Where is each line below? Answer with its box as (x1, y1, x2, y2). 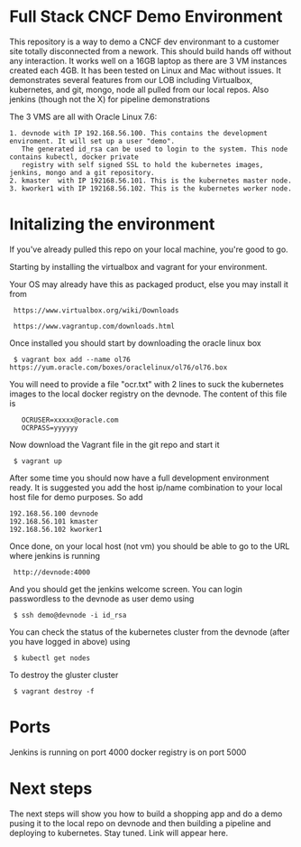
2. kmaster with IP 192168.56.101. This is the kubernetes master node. (9, 176, 293, 185)
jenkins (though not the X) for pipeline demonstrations (9, 93, 210, 105)
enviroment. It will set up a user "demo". (9, 136, 176, 145)
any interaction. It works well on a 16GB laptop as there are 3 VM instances (9, 55, 287, 66)
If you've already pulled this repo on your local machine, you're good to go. (9, 244, 288, 255)
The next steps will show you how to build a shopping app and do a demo (9, 808, 283, 819)
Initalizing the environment (9, 214, 215, 235)
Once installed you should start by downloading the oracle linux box (9, 337, 261, 349)
